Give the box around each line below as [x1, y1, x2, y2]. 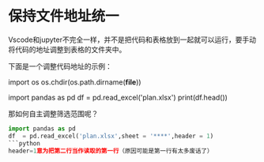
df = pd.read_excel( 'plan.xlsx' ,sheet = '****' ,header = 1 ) [8, 132, 214, 140]
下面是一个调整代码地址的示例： [8, 61, 112, 71]
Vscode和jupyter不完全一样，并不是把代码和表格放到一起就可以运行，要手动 [8, 35, 257, 44]
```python [8, 139, 41, 147]
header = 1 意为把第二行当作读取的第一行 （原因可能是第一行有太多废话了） [8, 147, 213, 155]
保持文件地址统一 [8, 7, 120, 25]
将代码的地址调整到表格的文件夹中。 [8, 44, 126, 54]
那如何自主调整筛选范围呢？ [8, 108, 99, 119]
